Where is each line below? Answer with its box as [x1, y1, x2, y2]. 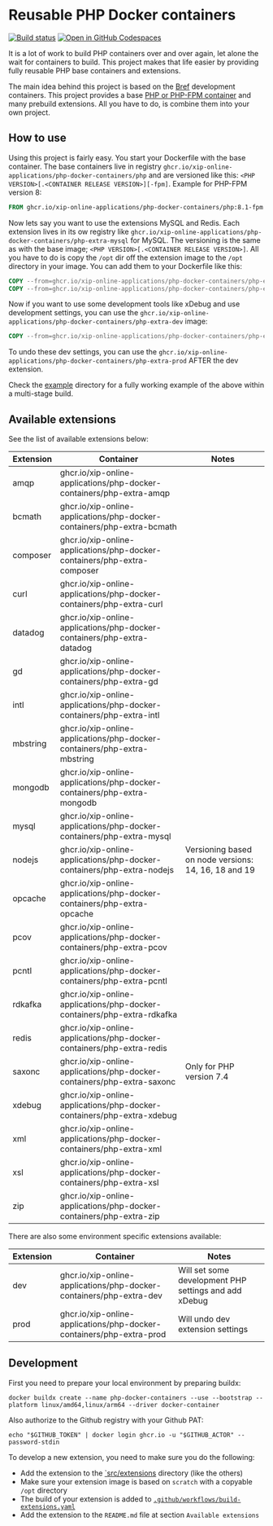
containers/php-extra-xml [59, 1143, 162, 1154]
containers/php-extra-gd [59, 676, 158, 688]
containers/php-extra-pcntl [59, 975, 168, 987]
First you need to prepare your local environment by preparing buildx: [8, 1378, 241, 1387]
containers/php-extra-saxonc [59, 1076, 176, 1088]
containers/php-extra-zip [59, 1211, 160, 1222]
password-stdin [8, 1438, 60, 1446]
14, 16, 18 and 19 [185, 864, 256, 876]
